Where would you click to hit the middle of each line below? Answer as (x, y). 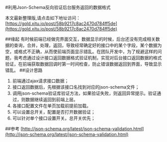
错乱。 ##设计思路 (24, 70)
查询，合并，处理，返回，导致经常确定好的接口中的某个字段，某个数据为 (88, 45)
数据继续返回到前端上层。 (52, 99)
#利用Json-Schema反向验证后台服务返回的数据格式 (58, 7)
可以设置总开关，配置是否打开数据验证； (54, 112)
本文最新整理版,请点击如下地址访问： (43, 18)
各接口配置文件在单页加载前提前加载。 (51, 106)
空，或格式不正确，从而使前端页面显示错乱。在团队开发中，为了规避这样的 (81, 52)
